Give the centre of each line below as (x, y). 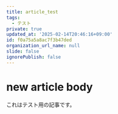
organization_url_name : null (43, 46)
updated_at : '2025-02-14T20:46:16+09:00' (60, 35)
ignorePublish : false (34, 57)
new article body (50, 87)
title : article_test (33, 12)
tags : (13, 18)
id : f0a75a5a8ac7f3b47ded (39, 40)
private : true (24, 29)
